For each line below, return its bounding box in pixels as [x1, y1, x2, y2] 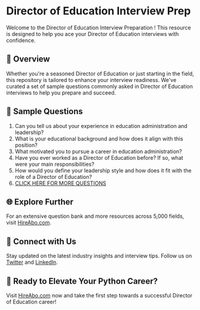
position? [14, 141, 38, 148]
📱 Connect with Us [6, 236, 76, 247]
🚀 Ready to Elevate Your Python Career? [6, 276, 158, 286]
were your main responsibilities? [14, 160, 94, 168]
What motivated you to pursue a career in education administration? [14, 148, 182, 155]
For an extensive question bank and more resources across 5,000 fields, [6, 212, 184, 220]
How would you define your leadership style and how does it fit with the [14, 166, 192, 174]
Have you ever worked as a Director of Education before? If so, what [14, 154, 183, 161]
